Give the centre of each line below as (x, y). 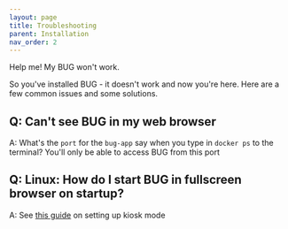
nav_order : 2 (33, 42)
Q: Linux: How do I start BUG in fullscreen (125, 180)
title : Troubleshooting (53, 26)
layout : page (33, 17)
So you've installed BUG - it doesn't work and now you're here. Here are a (144, 84)
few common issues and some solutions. (83, 94)
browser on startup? (66, 194)
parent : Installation (49, 34)
